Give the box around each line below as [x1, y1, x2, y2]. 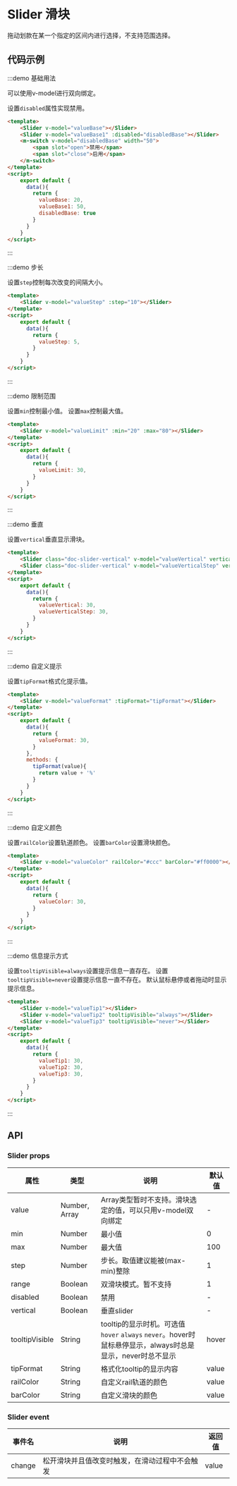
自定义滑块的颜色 [101, 1390, 158, 1400]
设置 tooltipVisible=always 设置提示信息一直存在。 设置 [7, 967, 169, 975]
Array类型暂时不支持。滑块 [101, 1195, 190, 1205]
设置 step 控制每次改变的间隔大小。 [7, 278, 107, 286]
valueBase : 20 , [38, 197, 83, 204]
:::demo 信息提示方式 [7, 951, 68, 960]
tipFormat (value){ [32, 763, 87, 770]
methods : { [25, 756, 59, 764]
